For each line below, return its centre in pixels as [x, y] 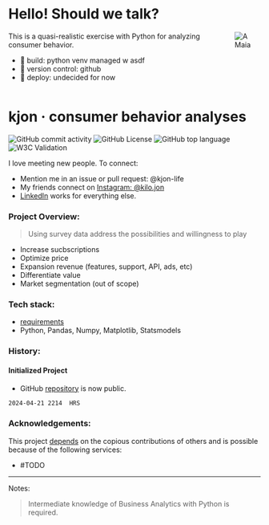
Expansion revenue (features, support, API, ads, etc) [106, 267]
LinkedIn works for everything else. [78, 195]
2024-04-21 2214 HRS [44, 403]
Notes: [19, 488]
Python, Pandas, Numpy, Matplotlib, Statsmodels [100, 331]
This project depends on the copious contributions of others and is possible [133, 441]
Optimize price [44, 258]
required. [43, 512]
